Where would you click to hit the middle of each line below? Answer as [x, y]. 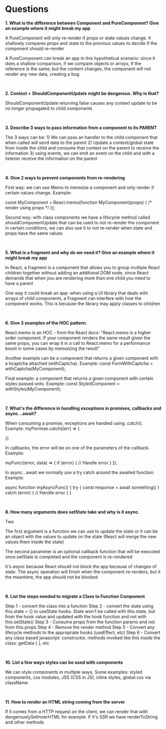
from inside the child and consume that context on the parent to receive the [82, 147]
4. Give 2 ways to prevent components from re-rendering [65, 177]
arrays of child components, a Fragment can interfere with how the [73, 298]
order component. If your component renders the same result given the [78, 338]
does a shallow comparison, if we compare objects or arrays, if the [73, 63]
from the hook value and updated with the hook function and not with [76, 616]
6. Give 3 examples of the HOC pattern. [46, 323]
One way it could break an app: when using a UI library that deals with [77, 293]
